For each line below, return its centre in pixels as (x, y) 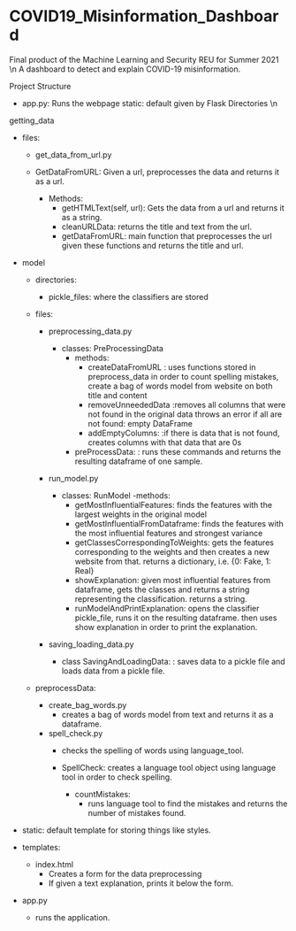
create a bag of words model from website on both (180, 386)
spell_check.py (76, 733)
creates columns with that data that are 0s (165, 442)
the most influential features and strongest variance (169, 533)
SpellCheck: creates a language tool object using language (169, 767)
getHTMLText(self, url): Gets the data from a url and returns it (173, 208)
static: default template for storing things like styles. (116, 830)
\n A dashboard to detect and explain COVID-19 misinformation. (125, 69)
